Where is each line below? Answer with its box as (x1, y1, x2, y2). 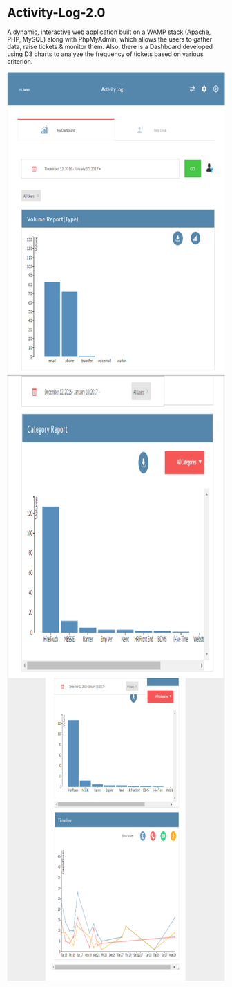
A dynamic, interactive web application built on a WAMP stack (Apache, (7, 28, 211, 36)
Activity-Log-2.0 (7, 5, 106, 21)
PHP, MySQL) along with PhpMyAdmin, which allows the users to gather (7, 35, 213, 43)
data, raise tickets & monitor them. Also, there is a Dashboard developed (7, 42, 213, 51)
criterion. (7, 57, 33, 65)
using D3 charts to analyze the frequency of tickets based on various (7, 50, 204, 58)
